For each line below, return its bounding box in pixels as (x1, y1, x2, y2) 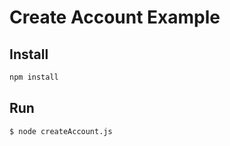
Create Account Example (9, 6, 221, 29)
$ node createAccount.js (9, 126, 113, 136)
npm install (9, 72, 59, 82)
